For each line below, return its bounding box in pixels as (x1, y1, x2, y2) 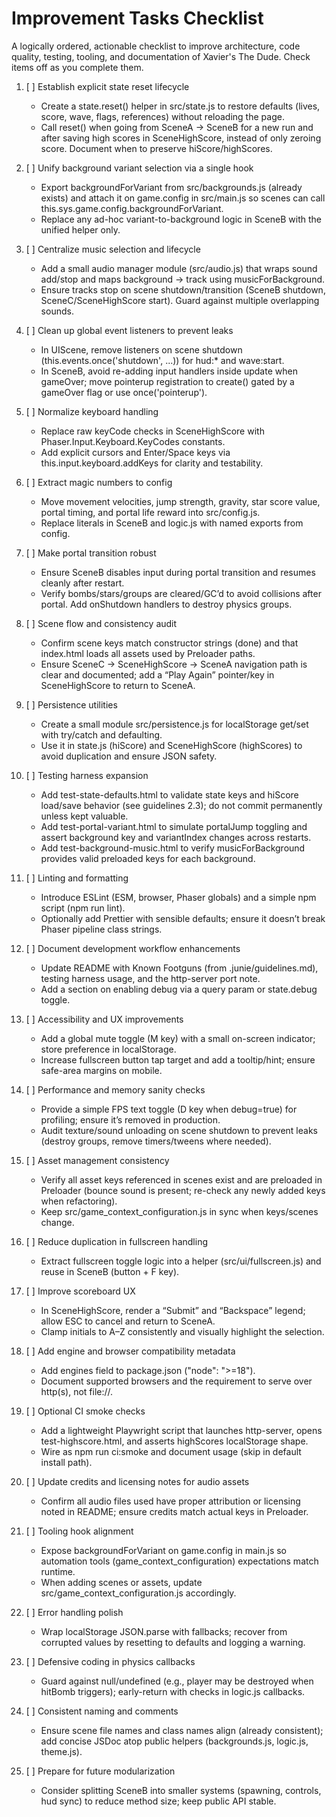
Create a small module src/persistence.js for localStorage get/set (40, 718, 309, 730)
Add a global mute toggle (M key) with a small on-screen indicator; (40, 1032, 316, 1044)
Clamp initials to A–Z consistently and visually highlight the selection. (40, 1325, 325, 1337)
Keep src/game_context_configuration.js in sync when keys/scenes (40, 1205, 319, 1217)
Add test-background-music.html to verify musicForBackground (40, 842, 306, 854)
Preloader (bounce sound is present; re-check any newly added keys (40, 1184, 326, 1196)
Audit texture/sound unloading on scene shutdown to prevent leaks (40, 1124, 318, 1136)
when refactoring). (40, 1195, 118, 1207)
